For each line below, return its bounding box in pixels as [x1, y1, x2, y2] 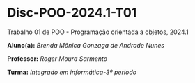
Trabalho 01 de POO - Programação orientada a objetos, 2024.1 [7, 28, 189, 36]
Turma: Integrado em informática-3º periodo [7, 68, 137, 76]
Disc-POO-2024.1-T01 [7, 5, 137, 21]
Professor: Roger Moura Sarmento [7, 54, 108, 63]
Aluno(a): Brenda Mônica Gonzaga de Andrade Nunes [7, 41, 165, 49]
